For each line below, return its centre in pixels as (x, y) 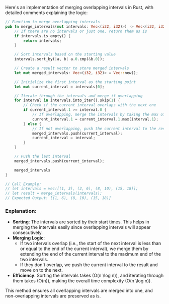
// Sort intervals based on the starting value (65, 54)
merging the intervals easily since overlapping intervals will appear (81, 227)
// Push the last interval (43, 156)
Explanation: (21, 211)
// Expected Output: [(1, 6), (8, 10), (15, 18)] (58, 198)
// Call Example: (23, 184)
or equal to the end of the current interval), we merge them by (84, 249)
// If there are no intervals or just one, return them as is (81, 31)
